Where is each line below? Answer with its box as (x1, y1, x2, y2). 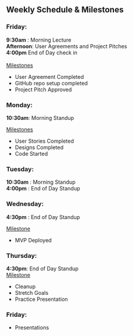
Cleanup (14, 283, 36, 290)
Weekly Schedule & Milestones (6, 5, 124, 15)
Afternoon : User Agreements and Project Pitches (6, 42, 128, 50)
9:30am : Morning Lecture (6, 36, 72, 44)
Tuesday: (6, 165, 34, 173)
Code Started (14, 150, 48, 157)
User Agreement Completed (14, 73, 84, 80)
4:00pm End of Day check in (6, 49, 78, 56)
